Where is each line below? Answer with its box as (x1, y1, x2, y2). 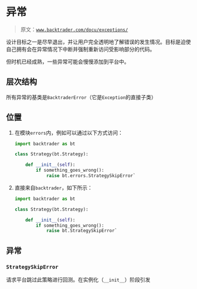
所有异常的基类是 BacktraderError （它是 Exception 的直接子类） (6, 93, 157, 100)
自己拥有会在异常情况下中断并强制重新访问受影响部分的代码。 (6, 45, 155, 53)
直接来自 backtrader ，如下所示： (14, 184, 93, 191)
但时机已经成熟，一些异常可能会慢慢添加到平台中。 (6, 58, 130, 65)
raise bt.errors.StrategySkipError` (46, 173, 136, 179)
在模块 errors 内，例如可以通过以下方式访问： (14, 129, 123, 136)
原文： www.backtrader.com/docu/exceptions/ (20, 26, 128, 33)
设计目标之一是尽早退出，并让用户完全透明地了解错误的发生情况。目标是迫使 (6, 38, 191, 45)
